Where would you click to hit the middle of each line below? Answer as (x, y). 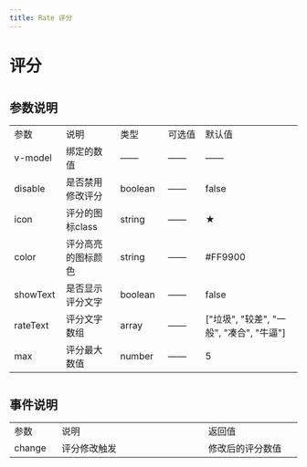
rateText (32, 326)
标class (81, 227)
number (137, 357)
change (31, 448)
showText (35, 295)
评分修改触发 (89, 449)
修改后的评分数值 (245, 449)
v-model (33, 158)
